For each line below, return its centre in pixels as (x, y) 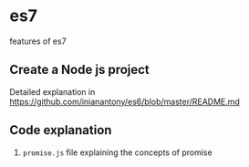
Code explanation (61, 130)
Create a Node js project (80, 70)
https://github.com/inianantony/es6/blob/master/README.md (124, 101)
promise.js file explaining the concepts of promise (117, 152)
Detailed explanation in (52, 91)
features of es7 (38, 41)
